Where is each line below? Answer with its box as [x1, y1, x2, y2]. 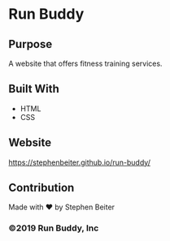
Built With [8, 82, 59, 96]
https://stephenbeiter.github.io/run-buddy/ [8, 157, 150, 167]
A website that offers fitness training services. [8, 58, 163, 68]
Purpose [8, 37, 53, 51]
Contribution [8, 181, 75, 195]
